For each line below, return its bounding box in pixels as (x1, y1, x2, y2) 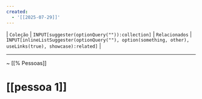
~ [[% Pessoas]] (6, 59, 47, 66)
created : (6, 8, 28, 15)
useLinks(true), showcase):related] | (6, 42, 101, 49)
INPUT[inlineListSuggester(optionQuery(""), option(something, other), (6, 37, 189, 43)
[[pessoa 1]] (6, 80, 67, 94)
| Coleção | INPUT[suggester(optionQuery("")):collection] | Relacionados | (6, 30, 192, 38)
